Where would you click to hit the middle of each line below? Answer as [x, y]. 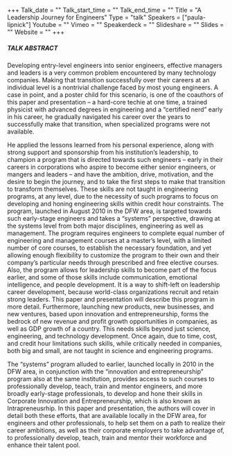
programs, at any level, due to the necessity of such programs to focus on [113, 196]
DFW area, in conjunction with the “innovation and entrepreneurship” [106, 371]
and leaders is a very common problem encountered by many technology [112, 73]
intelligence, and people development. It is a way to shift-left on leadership [114, 284]
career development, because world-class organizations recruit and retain [113, 292]
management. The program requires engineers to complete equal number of [116, 233]
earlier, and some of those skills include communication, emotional [102, 277]
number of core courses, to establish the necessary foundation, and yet [109, 248]
